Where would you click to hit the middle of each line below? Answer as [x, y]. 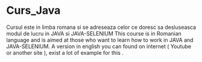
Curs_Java [33, 11]
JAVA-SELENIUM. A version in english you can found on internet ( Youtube [99, 46]
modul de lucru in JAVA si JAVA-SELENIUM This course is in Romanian [94, 33]
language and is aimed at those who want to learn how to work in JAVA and [100, 40]
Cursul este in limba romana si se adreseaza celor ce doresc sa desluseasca [101, 27]
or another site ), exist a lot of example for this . [65, 52]
